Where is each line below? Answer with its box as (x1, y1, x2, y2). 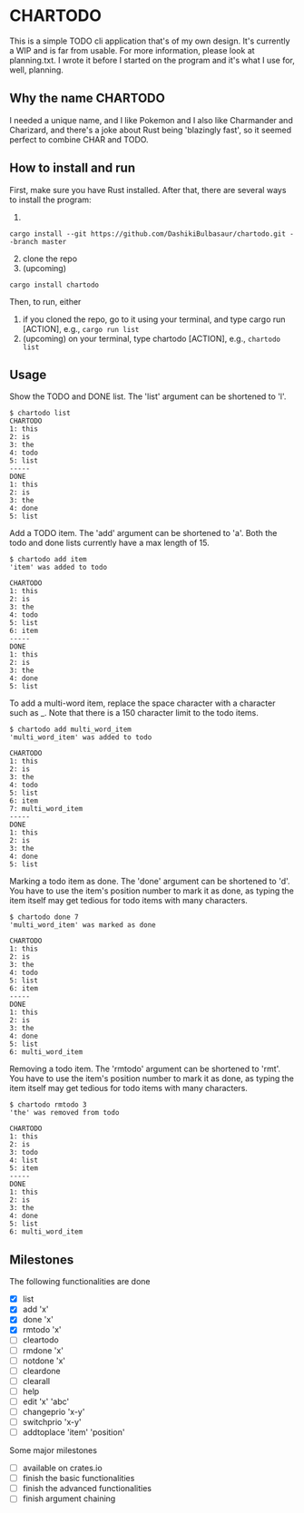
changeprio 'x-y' (22, 1406, 85, 1417)
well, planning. (9, 64, 64, 75)
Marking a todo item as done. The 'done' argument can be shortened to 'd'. (9, 876, 290, 887)
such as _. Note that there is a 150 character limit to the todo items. (9, 708, 259, 718)
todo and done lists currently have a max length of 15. (9, 537, 211, 549)
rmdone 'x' (22, 1344, 64, 1356)
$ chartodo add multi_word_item (9, 725, 132, 735)
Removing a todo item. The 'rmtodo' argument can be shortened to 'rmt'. (9, 1063, 281, 1075)
